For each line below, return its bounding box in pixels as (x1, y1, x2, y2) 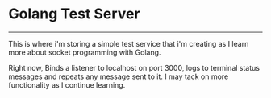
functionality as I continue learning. (8, 80, 126, 89)
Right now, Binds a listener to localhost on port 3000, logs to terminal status (8, 63, 261, 72)
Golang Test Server (8, 5, 140, 23)
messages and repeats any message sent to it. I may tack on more (8, 71, 229, 81)
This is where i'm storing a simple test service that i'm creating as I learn (8, 39, 249, 48)
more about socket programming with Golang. (8, 47, 161, 57)
